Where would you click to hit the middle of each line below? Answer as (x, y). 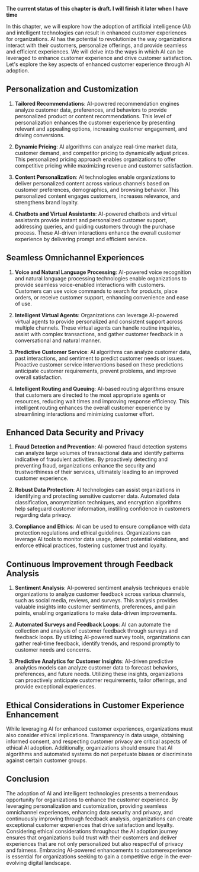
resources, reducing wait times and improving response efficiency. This (102, 401)
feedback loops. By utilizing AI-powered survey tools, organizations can (102, 637)
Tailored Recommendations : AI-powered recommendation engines (97, 103)
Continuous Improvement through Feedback (90, 564)
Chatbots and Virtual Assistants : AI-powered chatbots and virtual (96, 214)
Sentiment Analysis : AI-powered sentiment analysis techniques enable (102, 588)
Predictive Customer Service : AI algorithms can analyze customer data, (103, 352)
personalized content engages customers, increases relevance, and (97, 196)
